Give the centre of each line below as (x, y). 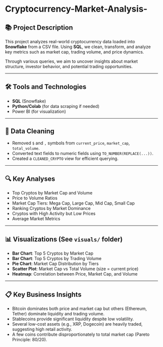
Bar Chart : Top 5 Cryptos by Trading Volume (57, 259)
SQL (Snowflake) (29, 101)
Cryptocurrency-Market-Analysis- (76, 9)
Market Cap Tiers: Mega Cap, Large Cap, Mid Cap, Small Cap (73, 203)
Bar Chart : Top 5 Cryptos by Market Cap (53, 253)
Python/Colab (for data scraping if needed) (56, 106)
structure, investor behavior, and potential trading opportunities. (69, 66)
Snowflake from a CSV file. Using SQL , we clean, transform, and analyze (78, 47)
